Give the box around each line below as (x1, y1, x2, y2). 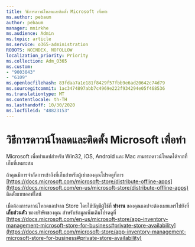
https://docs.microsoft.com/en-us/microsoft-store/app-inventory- (8, 216, 168, 223)
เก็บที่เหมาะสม (6, 160, 34, 167)
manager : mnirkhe (6, 25, 49, 31)
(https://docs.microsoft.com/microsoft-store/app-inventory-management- (6, 228, 187, 235)
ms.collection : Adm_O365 (6, 58, 67, 64)
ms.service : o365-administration (6, 42, 89, 48)
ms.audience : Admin (6, 31, 54, 37)
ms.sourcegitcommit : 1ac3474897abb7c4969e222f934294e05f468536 (6, 86, 165, 92)
